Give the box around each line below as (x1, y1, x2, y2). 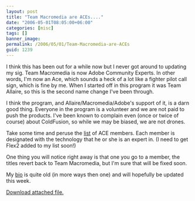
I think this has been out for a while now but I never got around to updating (6, 63, 187, 70)
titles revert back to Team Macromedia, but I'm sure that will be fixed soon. (6, 159, 187, 166)
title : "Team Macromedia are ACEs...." (6, 14, 104, 20)
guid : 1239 (6, 47, 33, 53)
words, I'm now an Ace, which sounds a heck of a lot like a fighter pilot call (6, 75, 187, 82)
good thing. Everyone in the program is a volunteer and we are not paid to (6, 105, 185, 112)
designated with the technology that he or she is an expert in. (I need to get (6, 136, 189, 143)
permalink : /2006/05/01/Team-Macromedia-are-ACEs (6, 42, 130, 48)
